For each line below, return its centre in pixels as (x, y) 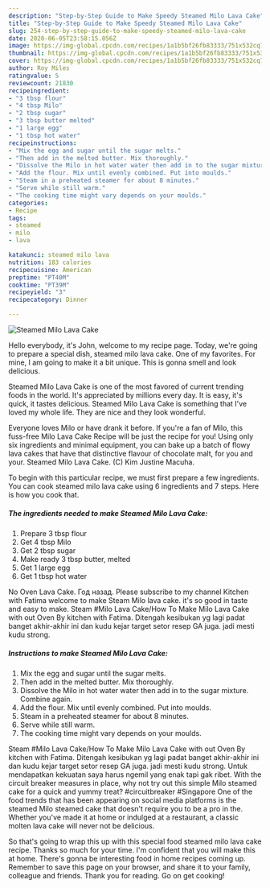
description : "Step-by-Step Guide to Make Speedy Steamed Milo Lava (125, 16)
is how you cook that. (44, 495)
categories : (28, 203)
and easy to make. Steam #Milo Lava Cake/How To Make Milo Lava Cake (129, 609)
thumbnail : (27, 53)
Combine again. (46, 699)
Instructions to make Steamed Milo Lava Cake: (88, 653)
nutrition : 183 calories (50, 262)
